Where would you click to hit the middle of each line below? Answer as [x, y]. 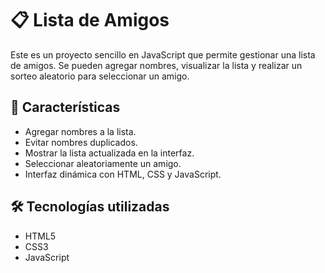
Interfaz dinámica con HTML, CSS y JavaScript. [123, 174]
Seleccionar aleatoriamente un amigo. [103, 163]
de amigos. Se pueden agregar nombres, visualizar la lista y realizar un [156, 65]
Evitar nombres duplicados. [81, 142]
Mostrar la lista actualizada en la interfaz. [109, 153]
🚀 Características [65, 107]
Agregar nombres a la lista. [80, 131]
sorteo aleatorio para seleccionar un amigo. [100, 76]
